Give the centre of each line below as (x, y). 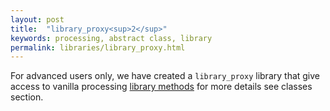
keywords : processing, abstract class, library (111, 38)
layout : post (37, 19)
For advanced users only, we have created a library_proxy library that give (165, 76)
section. (27, 97)
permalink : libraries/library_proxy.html (98, 47)
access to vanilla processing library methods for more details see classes (161, 87)
